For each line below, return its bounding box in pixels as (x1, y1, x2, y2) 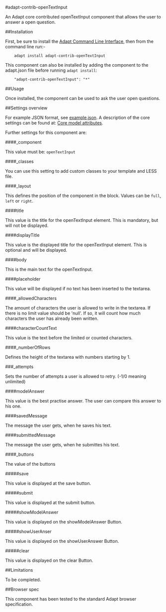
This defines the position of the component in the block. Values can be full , (5, 193, 162, 199)
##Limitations (5, 567, 33, 573)
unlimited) (5, 379, 26, 385)
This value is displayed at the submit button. (5, 500, 95, 506)
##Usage (5, 86, 24, 92)
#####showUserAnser (5, 528, 52, 534)
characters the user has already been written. (5, 315, 98, 321)
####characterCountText (5, 325, 57, 331)
